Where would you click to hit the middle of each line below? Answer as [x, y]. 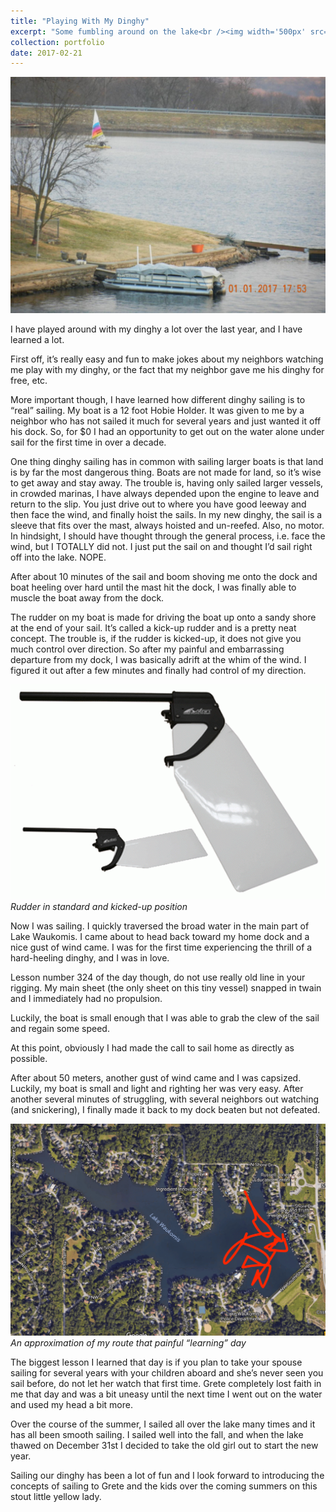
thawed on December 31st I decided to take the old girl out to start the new [164, 1446]
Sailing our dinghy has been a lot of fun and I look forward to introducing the [167, 1476]
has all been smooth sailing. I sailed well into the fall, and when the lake [157, 1435]
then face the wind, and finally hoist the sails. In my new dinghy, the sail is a [166, 515]
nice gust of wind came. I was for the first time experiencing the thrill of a [161, 947]
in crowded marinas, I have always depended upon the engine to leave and [165, 494]
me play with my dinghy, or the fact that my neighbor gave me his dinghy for [167, 370]
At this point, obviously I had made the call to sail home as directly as [152, 1048]
